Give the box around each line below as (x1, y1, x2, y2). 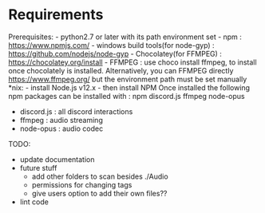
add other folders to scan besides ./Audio (31, 172, 169, 181)
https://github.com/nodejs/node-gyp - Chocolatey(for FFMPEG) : (8, 49, 222, 58)
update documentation (19, 154, 95, 164)
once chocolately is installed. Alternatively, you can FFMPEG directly (8, 65, 234, 75)
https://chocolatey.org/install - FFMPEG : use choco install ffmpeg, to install (8, 57, 257, 67)
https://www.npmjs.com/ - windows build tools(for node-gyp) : (8, 40, 215, 49)
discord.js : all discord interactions (19, 106, 133, 116)
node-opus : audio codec (19, 124, 104, 133)
